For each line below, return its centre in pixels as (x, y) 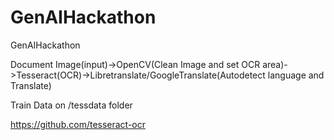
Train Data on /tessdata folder (71, 105)
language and (296, 75)
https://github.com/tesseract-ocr (78, 124)
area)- (275, 64)
